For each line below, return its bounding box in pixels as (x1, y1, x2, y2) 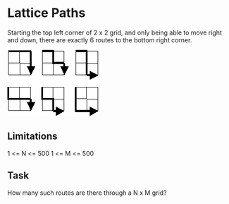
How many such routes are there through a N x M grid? (7, 188, 167, 197)
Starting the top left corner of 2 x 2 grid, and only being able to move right (7, 28, 222, 37)
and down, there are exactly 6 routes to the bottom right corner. (7, 35, 192, 44)
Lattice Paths (7, 5, 86, 21)
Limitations (7, 131, 58, 143)
